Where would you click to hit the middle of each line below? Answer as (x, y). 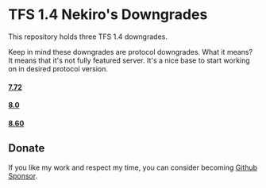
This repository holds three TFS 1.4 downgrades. (88, 36)
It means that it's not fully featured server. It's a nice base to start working (129, 60)
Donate (27, 148)
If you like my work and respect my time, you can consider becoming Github (133, 167)
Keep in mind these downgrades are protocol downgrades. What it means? (130, 52)
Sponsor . (23, 175)
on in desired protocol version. (58, 68)
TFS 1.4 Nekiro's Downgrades (108, 15)
